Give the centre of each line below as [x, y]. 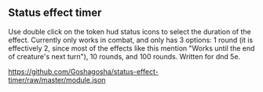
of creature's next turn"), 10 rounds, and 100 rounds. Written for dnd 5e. [124, 56]
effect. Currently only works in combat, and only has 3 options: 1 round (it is [131, 40]
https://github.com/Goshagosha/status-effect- [83, 71]
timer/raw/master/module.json [57, 80]
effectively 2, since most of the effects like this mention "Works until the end [131, 48]
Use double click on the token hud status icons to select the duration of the [130, 31]
